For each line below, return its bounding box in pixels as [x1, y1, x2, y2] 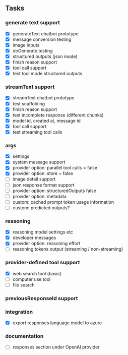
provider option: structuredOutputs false [12, 188, 97, 194]
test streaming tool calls [12, 129, 62, 135]
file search [12, 282, 35, 288]
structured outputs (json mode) [12, 53, 78, 60]
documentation [5, 333, 44, 340]
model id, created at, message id [12, 117, 81, 124]
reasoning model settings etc [12, 229, 73, 235]
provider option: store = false [12, 170, 73, 176]
